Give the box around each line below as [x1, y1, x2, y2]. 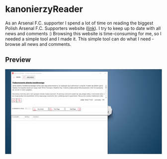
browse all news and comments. [5, 41, 72, 47]
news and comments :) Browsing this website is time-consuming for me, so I [5, 30, 162, 36]
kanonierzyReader [5, 3, 83, 15]
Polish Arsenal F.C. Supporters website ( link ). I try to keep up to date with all [5, 25, 161, 31]
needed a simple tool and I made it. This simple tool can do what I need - [5, 36, 154, 42]
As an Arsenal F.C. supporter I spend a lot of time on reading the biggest [5, 20, 154, 26]
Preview [5, 56, 31, 64]
